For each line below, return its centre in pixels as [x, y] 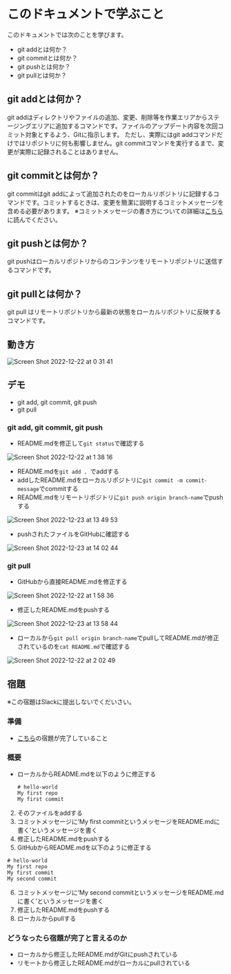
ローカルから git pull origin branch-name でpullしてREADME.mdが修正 [118, 638]
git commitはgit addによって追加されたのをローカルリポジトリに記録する [110, 194]
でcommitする [59, 489]
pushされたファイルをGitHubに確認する [73, 534]
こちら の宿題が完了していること [62, 738]
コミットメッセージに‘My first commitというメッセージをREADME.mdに [119, 821]
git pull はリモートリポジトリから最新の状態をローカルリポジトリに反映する [114, 312]
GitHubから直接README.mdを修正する [72, 582]
